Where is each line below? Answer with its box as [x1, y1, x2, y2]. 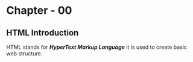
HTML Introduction [6, 28, 79, 38]
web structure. [6, 50, 43, 57]
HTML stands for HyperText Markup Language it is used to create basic [6, 43, 187, 51]
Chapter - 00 [6, 4, 72, 17]
